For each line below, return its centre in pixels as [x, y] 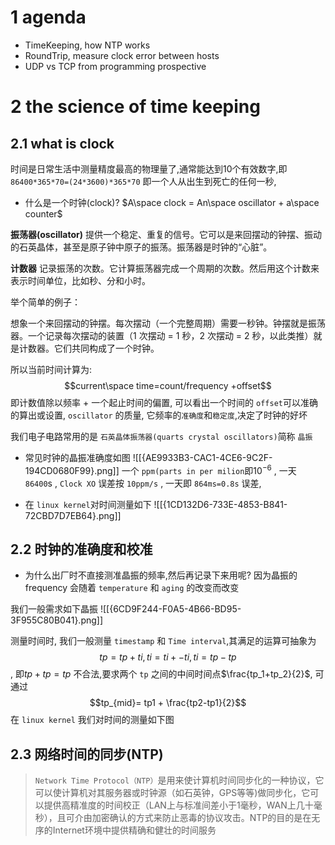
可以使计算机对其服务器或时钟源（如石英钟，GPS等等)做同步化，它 [172, 793]
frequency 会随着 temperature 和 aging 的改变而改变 [132, 588]
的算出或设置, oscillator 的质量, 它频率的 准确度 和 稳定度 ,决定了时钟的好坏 [159, 415]
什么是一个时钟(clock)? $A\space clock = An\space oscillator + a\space [172, 202]
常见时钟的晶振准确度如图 [77, 457]
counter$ [43, 213]
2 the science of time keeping [135, 107]
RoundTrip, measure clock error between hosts [122, 55]
